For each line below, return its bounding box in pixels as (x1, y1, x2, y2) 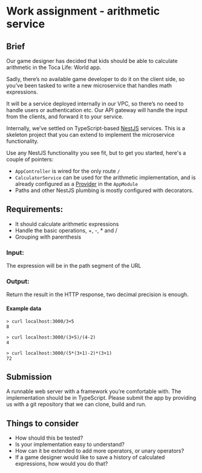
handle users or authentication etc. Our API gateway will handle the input (6, 107, 188, 113)
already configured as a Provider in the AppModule (15, 180, 138, 187)
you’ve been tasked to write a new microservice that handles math (6, 82, 172, 89)
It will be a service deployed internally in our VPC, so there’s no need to (6, 100, 184, 107)
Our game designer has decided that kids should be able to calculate (6, 58, 178, 64)
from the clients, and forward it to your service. (6, 113, 124, 120)
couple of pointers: (6, 156, 54, 163)
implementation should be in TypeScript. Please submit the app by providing (6, 394, 197, 402)
